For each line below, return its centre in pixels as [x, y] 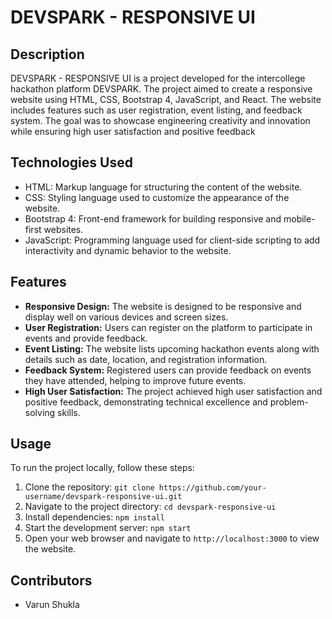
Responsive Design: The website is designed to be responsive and [163, 306]
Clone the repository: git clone [89, 487]
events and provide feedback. [86, 338]
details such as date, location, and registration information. [146, 359]
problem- [289, 402]
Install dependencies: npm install [94, 517]
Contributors [51, 580]
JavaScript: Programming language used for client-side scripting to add [172, 240]
